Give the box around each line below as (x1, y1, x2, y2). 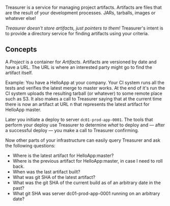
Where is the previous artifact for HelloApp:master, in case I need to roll (12, 158, 163, 164)
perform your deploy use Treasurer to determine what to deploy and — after (5, 122, 165, 128)
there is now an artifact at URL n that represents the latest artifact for (5, 101, 150, 107)
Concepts (5, 45, 37, 54)
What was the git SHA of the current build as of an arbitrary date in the (12, 179, 161, 186)
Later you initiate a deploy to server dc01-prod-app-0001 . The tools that (5, 116, 153, 122)
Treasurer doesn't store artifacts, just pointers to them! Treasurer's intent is (5, 25, 164, 31)
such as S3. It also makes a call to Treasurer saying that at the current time (5, 95, 162, 101)
